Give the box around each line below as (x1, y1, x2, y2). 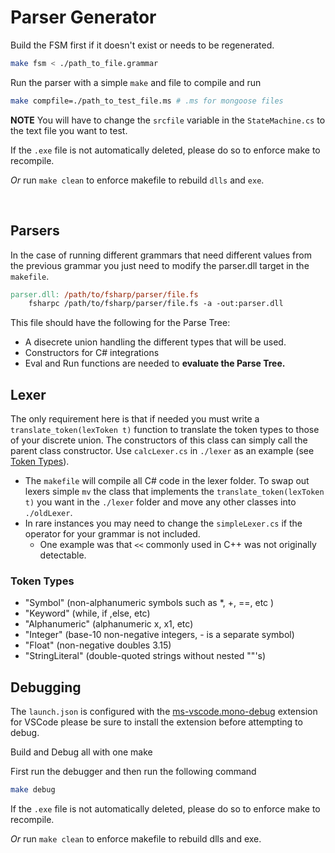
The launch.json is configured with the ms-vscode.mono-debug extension (10, 706, 318, 718)
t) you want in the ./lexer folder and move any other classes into (24, 496, 297, 508)
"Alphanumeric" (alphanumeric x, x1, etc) (24, 618, 194, 630)
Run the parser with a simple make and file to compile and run (10, 76, 262, 88)
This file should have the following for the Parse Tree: (10, 317, 231, 329)
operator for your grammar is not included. (24, 528, 201, 540)
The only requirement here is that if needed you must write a (10, 413, 260, 425)
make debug (10, 785, 56, 795)
